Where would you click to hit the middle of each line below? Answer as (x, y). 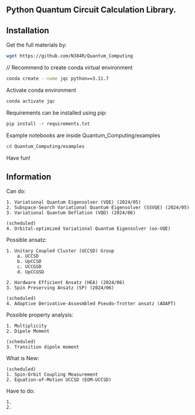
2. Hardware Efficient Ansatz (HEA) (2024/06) (66, 283)
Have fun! (18, 158)
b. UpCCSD (29, 262)
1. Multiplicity (26, 326)
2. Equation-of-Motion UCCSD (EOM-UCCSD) (59, 380)
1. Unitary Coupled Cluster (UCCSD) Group (60, 251)
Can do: (16, 191)
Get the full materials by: (37, 45)
